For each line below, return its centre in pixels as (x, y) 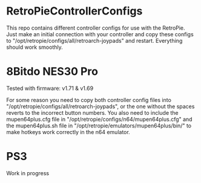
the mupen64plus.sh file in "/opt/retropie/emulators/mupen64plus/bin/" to (99, 126)
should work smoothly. (35, 47)
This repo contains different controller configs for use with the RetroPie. (96, 28)
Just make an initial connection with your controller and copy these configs (100, 34)
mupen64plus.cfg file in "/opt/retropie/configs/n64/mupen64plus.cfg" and (99, 119)
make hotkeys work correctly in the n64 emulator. (68, 132)
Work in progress (28, 173)
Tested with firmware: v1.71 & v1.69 (50, 88)
